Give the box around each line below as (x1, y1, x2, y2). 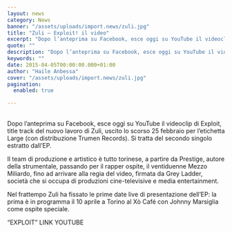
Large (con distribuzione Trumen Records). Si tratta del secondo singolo (7, 134, 213, 142)
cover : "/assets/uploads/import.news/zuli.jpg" (7, 74, 147, 81)
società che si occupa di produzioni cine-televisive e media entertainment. (7, 177, 220, 185)
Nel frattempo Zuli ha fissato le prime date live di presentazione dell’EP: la (7, 191, 217, 199)
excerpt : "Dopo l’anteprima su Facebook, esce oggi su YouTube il (7, 36, 202, 43)
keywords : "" (7, 55, 45, 62)
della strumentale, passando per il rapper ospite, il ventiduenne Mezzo (7, 162, 208, 171)
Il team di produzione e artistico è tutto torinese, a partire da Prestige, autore (7, 155, 225, 163)
